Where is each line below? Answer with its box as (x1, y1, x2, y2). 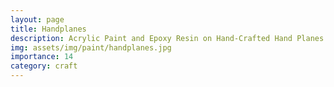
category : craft (10, 61, 78, 71)
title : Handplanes (10, 24, 87, 34)
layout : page (10, 14, 65, 25)
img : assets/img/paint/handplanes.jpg (10, 42, 172, 53)
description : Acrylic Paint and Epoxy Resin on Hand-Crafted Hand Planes (10, 33, 325, 43)
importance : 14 (10, 52, 74, 62)
